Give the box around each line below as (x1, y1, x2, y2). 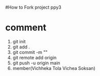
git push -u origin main (12, 60, 60, 66)
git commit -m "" (12, 49, 48, 55)
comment (5, 22, 47, 33)
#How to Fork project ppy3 (5, 5, 62, 10)
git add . (12, 44, 30, 50)
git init (12, 38, 26, 44)
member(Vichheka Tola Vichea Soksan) (12, 65, 95, 71)
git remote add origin (12, 54, 57, 60)
